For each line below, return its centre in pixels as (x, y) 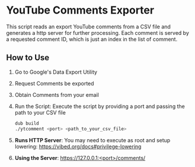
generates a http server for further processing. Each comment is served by (98, 32)
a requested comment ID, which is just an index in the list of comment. (92, 39)
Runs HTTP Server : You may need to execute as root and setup (92, 140)
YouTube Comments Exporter (80, 10)
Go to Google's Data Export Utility (56, 72)
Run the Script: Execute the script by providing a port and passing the (100, 106)
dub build (27, 123)
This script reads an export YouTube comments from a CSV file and (88, 27)
